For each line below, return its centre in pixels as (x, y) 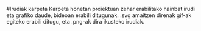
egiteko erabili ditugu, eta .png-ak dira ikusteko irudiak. (76, 22)
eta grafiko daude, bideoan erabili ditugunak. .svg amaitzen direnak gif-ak (99, 15)
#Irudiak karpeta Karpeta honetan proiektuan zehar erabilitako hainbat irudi (100, 9)
